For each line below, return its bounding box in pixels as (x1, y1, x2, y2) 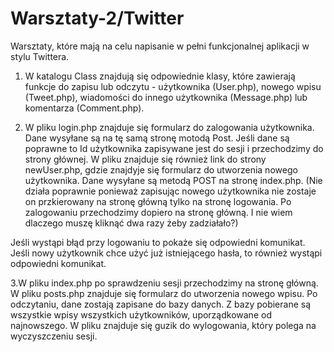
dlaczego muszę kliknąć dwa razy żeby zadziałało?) (24, 217, 239, 229)
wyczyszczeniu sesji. (10, 330, 98, 342)
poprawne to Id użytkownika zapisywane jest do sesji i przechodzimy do (24, 142, 324, 154)
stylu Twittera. (10, 50, 70, 62)
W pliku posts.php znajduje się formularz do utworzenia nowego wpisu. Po (10, 287, 318, 299)
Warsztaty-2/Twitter (10, 7, 185, 30)
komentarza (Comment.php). (24, 102, 145, 114)
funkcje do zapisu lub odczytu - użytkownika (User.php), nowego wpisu (24, 80, 322, 92)
